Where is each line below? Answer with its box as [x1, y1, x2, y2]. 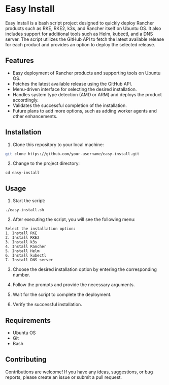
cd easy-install [5, 170, 40, 176]
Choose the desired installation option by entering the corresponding [12, 266, 157, 272]
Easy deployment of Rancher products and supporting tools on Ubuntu [12, 70, 161, 76]
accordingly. [12, 97, 39, 103]
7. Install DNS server [5, 258, 53, 263]
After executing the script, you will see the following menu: [12, 216, 136, 223]
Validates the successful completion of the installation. [12, 102, 127, 108]
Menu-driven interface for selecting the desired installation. [12, 86, 137, 92]
